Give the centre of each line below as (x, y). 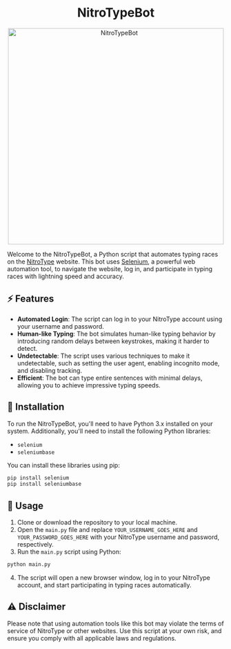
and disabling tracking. (50, 370)
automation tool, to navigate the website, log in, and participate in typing (110, 268)
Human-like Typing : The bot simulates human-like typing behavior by (116, 333)
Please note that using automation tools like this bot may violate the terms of (115, 623)
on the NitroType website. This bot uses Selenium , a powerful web (101, 262)
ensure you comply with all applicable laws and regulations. (92, 638)
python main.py (29, 565)
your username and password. (61, 326)
